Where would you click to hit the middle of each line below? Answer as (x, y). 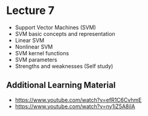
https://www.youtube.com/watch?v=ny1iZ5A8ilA (75, 106)
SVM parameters (36, 60)
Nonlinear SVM (34, 47)
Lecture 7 (30, 11)
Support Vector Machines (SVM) (56, 27)
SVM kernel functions (42, 53)
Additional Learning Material (61, 85)
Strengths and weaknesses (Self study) (64, 66)
